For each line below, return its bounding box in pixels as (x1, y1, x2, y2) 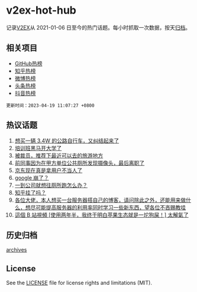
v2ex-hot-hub (6, 4, 77, 17)
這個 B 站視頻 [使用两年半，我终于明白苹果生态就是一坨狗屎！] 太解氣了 (14, 211, 189, 218)
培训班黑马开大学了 (14, 144, 62, 151)
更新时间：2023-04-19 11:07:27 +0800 (6, 102, 95, 109)
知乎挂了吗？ (14, 189, 46, 196)
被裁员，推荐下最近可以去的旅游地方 (14, 152, 104, 159)
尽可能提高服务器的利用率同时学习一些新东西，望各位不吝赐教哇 (30, 204, 186, 211)
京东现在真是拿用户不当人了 (14, 167, 83, 174)
